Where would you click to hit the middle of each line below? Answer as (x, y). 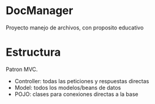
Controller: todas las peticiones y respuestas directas (82, 81)
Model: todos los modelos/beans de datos (68, 87)
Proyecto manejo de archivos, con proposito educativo (75, 28)
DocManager (40, 11)
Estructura (33, 52)
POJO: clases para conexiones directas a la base (76, 94)
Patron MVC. (22, 69)
